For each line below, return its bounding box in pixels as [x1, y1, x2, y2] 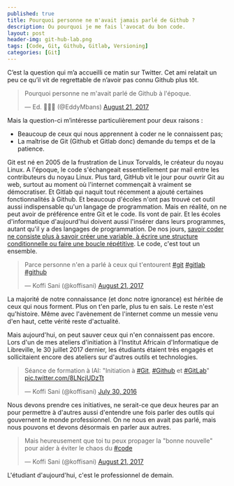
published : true [7, 10, 54, 17]
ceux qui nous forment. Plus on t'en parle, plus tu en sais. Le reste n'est [7, 302, 214, 310]
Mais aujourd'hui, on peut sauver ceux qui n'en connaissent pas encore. [7, 331, 215, 339]
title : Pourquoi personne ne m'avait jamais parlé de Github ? [7, 17, 196, 24]
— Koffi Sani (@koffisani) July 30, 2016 [24, 387, 138, 395]
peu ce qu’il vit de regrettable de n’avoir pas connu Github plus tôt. [7, 75, 199, 84]
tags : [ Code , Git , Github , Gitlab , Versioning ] [7, 43, 149, 50]
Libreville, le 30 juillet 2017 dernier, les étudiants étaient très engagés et [7, 345, 214, 354]
